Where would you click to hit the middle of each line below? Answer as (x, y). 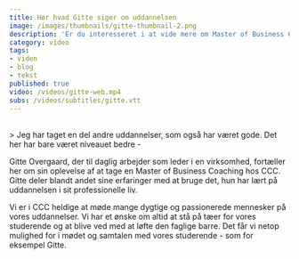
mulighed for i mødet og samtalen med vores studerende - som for (131, 236)
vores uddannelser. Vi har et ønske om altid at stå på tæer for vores (133, 217)
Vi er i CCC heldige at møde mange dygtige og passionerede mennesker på (148, 207)
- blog (21, 68)
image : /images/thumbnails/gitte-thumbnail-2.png (103, 26)
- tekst (24, 76)
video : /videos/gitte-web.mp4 (65, 92)
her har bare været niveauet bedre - (75, 144)
